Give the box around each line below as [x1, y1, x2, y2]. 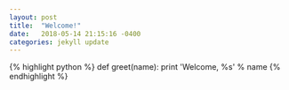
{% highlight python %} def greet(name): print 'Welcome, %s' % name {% [9, 62, 281, 72]
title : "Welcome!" [9, 21, 82, 30]
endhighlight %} [9, 71, 68, 82]
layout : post [9, 12, 58, 22]
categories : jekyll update [9, 37, 109, 47]
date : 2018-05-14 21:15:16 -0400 [9, 29, 141, 38]
